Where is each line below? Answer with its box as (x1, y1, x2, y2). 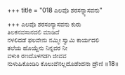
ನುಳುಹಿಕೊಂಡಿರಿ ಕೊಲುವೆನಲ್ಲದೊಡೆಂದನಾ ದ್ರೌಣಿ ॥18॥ (7, 60, 119, 67)
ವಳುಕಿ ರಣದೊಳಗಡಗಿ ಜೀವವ (7, 52, 67, 60)
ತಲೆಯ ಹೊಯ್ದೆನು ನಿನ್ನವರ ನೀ (7, 43, 68, 52)
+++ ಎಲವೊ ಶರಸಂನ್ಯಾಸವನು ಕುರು (7, 20, 81, 28)
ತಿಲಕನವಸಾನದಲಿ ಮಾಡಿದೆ (7, 28, 60, 36)
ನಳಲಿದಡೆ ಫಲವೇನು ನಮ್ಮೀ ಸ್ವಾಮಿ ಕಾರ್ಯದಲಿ (7, 36, 100, 44)
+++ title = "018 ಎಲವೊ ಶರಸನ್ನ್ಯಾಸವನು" (7, 6, 103, 14)
